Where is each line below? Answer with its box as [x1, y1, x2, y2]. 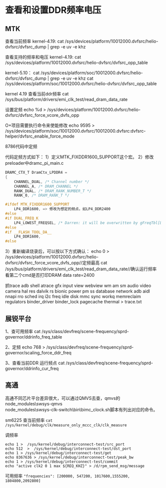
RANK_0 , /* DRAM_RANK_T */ [14, 193, 70, 198]
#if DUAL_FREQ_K [5, 216, 39, 221]
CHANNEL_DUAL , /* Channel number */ [14, 179, 90, 184]
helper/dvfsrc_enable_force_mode [5, 133, 75, 139]
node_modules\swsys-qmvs [5, 400, 63, 406]
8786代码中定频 [5, 144, 38, 149]
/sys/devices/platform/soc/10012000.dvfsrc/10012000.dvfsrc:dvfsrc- [5, 128, 146, 134]
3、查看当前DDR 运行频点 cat [5, 360, 65, 366]
